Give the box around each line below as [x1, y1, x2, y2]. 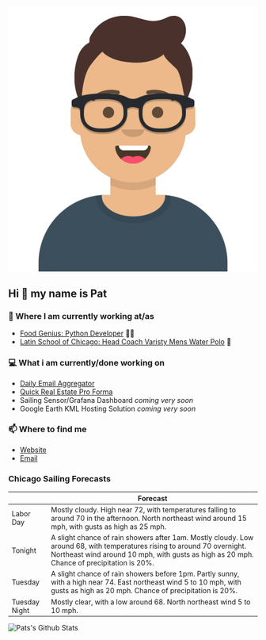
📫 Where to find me [8, 423, 87, 435]
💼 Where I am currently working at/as [8, 310, 154, 321]
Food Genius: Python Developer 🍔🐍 [19, 328, 135, 339]
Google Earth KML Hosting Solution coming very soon [19, 404, 196, 413]
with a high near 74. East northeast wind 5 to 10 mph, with [51, 577, 241, 587]
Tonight [11, 546, 37, 555]
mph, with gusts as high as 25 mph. [51, 522, 167, 531]
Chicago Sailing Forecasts [8, 473, 111, 484]
